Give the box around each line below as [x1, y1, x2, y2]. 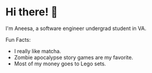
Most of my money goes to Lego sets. [14, 60, 107, 67]
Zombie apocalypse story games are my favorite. [14, 54, 134, 61]
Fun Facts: [5, 36, 31, 43]
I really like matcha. [14, 47, 61, 55]
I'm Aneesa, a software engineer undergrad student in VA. [5, 25, 147, 32]
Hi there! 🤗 [5, 5, 58, 19]
